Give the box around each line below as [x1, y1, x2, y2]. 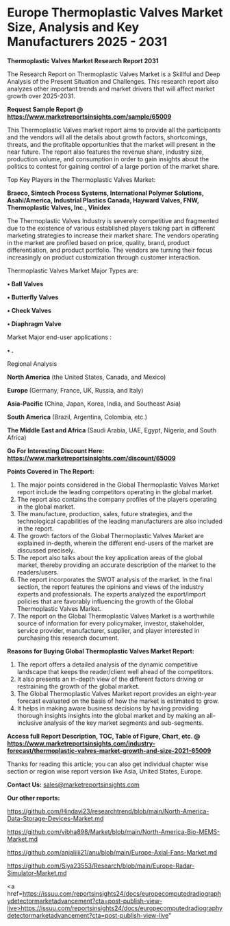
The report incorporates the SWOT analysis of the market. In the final [16, 575, 212, 583]
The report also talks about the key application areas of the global [16, 553, 203, 562]
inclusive [16, 719, 42, 727]
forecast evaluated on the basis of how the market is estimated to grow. [16, 697, 219, 705]
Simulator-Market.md [7, 868, 67, 877]
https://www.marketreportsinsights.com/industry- [7, 739, 156, 748]
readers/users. [16, 568, 59, 576]
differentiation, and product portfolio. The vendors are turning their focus [7, 246, 213, 254]
